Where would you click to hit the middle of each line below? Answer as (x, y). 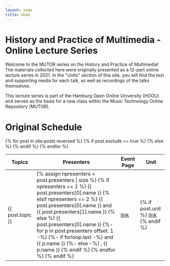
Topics (20, 162)
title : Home (18, 15)
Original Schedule (44, 127)
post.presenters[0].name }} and (74, 206)
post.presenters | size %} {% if (73, 180)
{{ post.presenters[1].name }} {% (76, 212)
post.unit (150, 209)
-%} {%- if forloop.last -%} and (75, 237)
